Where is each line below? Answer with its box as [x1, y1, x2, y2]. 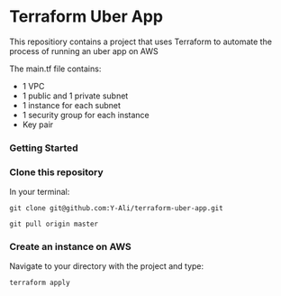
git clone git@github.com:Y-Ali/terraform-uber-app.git [9, 204, 223, 213]
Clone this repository [9, 165, 104, 178]
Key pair [22, 119, 54, 130]
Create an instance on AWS [9, 241, 132, 254]
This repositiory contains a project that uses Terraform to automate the [9, 36, 273, 47]
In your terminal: [9, 187, 70, 198]
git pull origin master [9, 219, 99, 229]
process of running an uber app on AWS [9, 45, 159, 56]
